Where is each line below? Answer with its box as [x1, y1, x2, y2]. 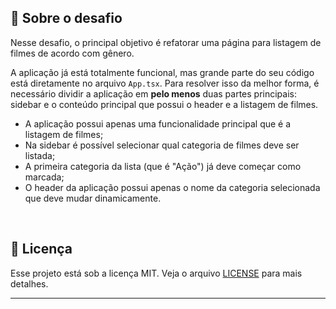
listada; [24, 149, 56, 161]
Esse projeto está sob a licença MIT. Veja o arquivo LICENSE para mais [10, 267, 303, 279]
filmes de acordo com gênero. [10, 47, 135, 59]
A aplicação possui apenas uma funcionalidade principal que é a [24, 117, 292, 130]
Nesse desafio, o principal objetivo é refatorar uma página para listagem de [10, 36, 322, 48]
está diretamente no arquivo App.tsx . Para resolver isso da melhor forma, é [10, 77, 320, 89]
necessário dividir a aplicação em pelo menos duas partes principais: [10, 87, 297, 100]
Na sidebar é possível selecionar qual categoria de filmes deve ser [24, 139, 300, 151]
